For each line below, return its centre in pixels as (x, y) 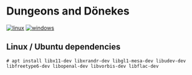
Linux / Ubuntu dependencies (63, 47)
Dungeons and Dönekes (68, 11)
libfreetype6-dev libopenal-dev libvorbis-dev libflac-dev (83, 66)
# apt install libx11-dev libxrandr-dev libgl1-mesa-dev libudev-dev (96, 61)
